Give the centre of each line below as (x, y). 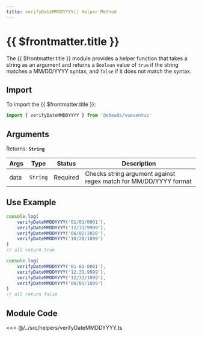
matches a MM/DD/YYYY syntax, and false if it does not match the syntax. (99, 71)
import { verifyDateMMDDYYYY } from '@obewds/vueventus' (79, 116)
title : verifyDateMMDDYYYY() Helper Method (62, 12)
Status (66, 164)
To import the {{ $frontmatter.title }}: (51, 104)
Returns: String (26, 149)
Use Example (31, 203)
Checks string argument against (130, 174)
